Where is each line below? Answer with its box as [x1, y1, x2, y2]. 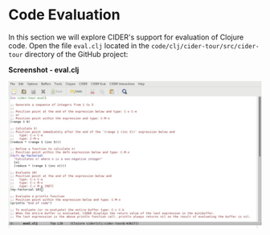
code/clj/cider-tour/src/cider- [151, 42, 260, 50]
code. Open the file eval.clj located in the [8, 40, 150, 50]
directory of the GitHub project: [24, 49, 129, 59]
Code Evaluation [8, 6, 121, 24]
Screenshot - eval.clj [8, 64, 80, 74]
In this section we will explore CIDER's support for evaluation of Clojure [8, 32, 244, 42]
